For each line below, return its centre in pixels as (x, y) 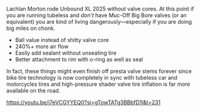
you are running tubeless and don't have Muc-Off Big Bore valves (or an (97, 15)
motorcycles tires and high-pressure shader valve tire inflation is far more (98, 84)
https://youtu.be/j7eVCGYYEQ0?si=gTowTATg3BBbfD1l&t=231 (84, 102)
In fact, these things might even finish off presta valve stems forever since (99, 71)
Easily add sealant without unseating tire (66, 53)
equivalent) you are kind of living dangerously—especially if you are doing (99, 22)
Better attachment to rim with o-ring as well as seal (79, 59)
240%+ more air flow (42, 46)
